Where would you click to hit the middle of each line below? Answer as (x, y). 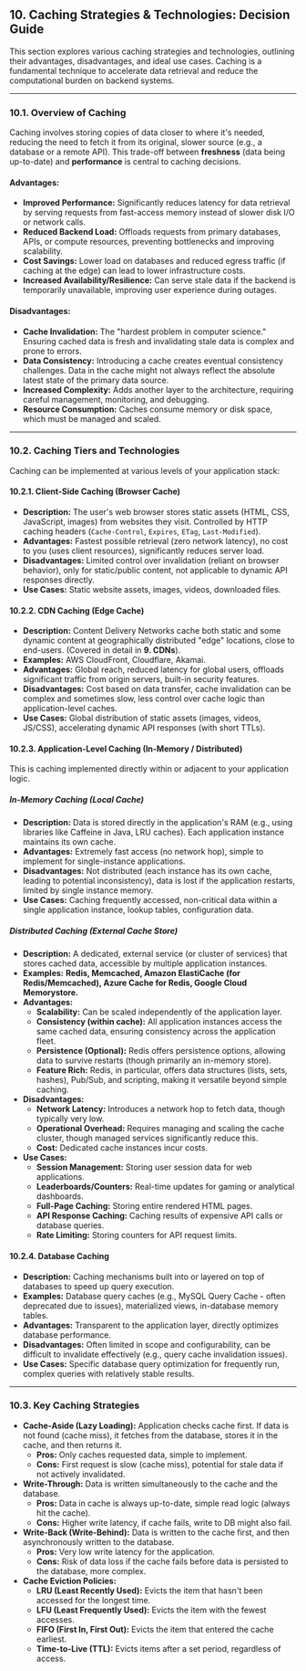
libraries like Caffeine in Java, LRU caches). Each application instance (153, 832)
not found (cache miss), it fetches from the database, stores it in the (150, 1435)
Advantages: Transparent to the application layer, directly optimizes (151, 1325)
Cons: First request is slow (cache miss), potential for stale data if (160, 1464)
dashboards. (60, 1196)
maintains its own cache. (69, 842)
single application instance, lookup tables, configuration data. (138, 910)
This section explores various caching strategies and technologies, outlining (152, 51)
